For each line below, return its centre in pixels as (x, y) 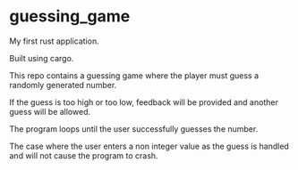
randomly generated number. (63, 85)
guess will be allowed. (50, 111)
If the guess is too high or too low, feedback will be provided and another (144, 102)
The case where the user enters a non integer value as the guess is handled (149, 146)
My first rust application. (55, 41)
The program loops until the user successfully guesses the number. (134, 129)
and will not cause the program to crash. (84, 155)
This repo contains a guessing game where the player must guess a (134, 75)
